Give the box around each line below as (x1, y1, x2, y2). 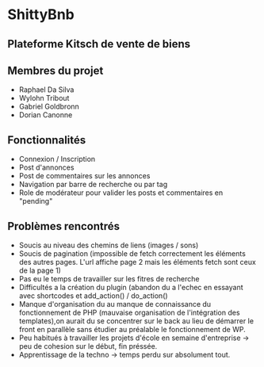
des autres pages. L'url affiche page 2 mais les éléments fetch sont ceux (18, 258, 257, 267)
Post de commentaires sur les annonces (18, 171, 151, 181)
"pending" (18, 197, 53, 206)
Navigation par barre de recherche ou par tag (18, 180, 168, 189)
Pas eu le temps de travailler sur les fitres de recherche (18, 274, 200, 284)
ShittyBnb (7, 6, 75, 24)
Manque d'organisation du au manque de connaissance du (18, 300, 212, 309)
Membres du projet (7, 63, 104, 77)
